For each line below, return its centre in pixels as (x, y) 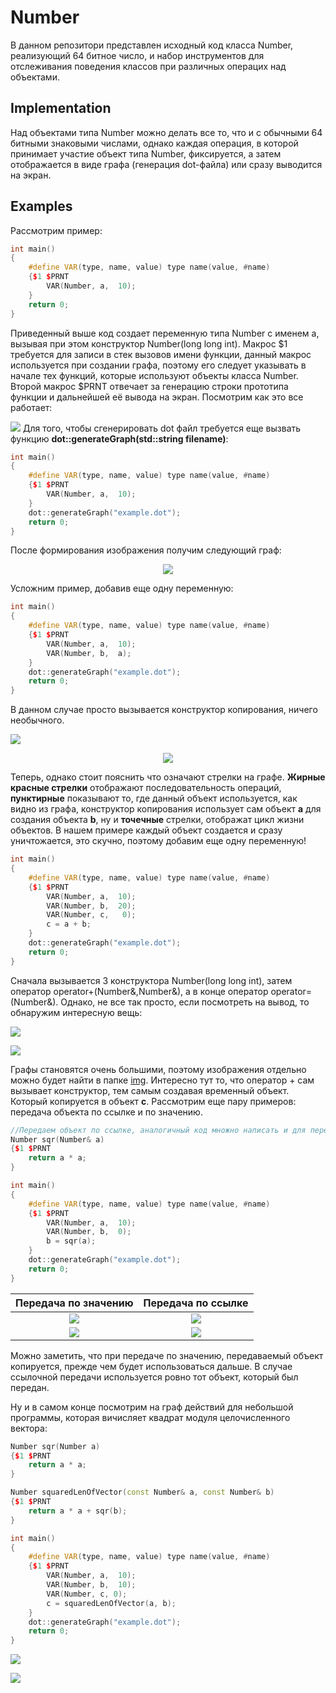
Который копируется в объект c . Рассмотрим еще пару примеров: (153, 1101)
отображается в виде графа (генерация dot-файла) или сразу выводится (166, 164)
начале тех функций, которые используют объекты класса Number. (154, 375)
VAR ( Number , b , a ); (89, 653)
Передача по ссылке (196, 1303)
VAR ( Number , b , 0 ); (89, 1232)
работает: (31, 407)
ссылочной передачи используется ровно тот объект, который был (154, 1377)
